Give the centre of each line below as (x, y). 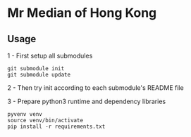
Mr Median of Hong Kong (82, 13)
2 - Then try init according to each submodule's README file (96, 88)
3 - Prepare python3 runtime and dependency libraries (87, 101)
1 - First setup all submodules (50, 56)
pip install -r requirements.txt (56, 126)
